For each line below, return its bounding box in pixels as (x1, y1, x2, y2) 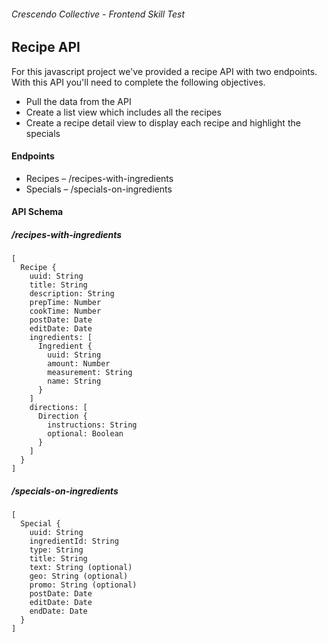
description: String (29, 289, 115, 299)
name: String (47, 376, 102, 387)
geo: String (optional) (29, 571, 129, 582)
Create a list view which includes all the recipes (25, 106, 222, 118)
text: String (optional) (29, 563, 133, 573)
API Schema (11, 206, 64, 218)
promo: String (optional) (29, 580, 138, 590)
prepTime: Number (29, 298, 102, 308)
